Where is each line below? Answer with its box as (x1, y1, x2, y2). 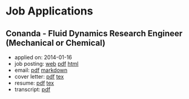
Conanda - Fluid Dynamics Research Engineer (5, 28, 183, 39)
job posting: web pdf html (14, 60, 79, 67)
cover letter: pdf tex (14, 73, 64, 80)
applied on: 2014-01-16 (14, 54, 72, 61)
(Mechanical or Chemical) (5, 37, 105, 48)
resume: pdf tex (14, 80, 55, 86)
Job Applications (5, 4, 93, 18)
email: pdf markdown (14, 66, 68, 74)
